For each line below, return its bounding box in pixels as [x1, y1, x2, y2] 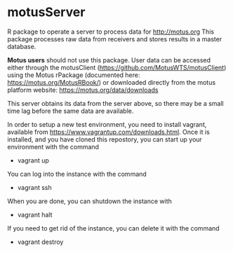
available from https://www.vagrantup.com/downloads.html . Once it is [7, 128, 211, 136]
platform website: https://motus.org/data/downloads [7, 86, 159, 94]
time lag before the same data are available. [7, 107, 134, 115]
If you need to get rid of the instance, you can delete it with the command [7, 224, 220, 232]
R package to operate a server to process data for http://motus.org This [7, 27, 215, 36]
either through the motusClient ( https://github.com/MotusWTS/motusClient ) [7, 63, 227, 71]
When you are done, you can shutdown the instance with [7, 197, 172, 205]
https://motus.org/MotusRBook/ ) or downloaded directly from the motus [7, 78, 216, 86]
